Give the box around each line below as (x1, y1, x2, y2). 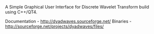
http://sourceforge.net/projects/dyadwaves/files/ (5, 23, 104, 29)
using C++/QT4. (5, 9, 38, 15)
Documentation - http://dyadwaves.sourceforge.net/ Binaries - (5, 19, 131, 24)
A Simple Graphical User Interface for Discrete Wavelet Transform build (5, 4, 150, 10)
